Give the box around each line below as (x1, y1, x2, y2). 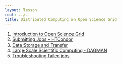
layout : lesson (5, 7, 37, 13)
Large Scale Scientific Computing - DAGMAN (12, 47, 108, 54)
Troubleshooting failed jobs (12, 53, 70, 59)
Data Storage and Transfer (12, 42, 68, 48)
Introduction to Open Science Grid (12, 31, 85, 37)
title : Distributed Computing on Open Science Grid (5, 17, 117, 22)
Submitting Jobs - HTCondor (12, 36, 74, 42)
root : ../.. (5, 12, 30, 17)
